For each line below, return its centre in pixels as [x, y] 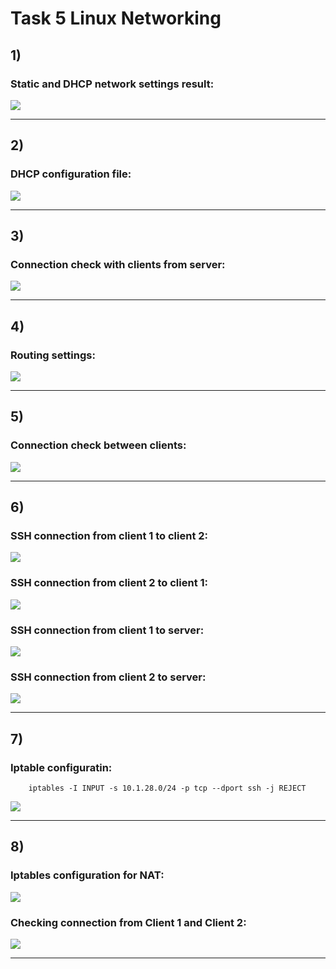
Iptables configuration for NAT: [87, 875]
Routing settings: [53, 355]
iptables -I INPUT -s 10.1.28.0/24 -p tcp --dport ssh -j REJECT [167, 788]
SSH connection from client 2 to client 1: [109, 583]
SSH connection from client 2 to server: [108, 677]
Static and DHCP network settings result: [112, 84]
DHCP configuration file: [71, 174]
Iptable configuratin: [61, 767]
